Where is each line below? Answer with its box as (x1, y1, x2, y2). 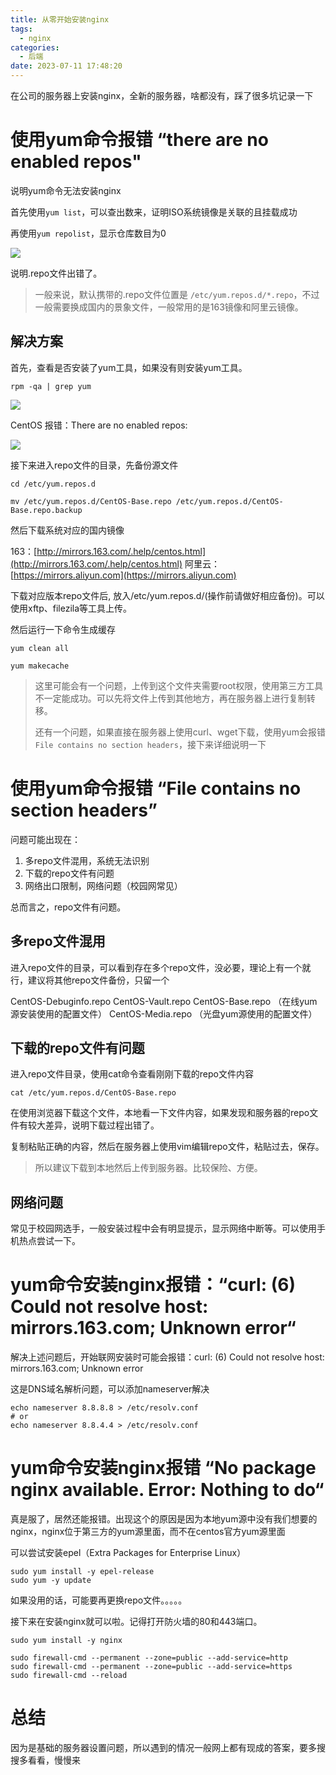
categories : (10, 42, 60, 53)
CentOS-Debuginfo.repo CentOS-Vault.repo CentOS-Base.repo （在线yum (10, 995, 318, 1007)
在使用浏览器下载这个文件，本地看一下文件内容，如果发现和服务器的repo (10, 1107, 310, 1119)
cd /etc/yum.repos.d (10, 479, 97, 489)
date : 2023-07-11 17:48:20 (10, 61, 123, 71)
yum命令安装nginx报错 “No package (10, 1457, 317, 1480)
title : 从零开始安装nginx (10, 14, 110, 25)
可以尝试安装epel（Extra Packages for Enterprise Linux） (10, 1547, 247, 1558)
